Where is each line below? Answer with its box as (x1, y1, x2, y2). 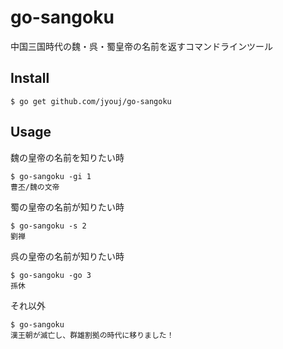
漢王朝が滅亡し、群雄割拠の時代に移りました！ (10, 330, 175, 340)
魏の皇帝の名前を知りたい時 (10, 151, 125, 163)
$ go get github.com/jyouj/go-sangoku (10, 96, 172, 106)
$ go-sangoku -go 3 (10, 270, 92, 280)
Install (10, 70, 50, 87)
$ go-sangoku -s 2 (10, 221, 87, 231)
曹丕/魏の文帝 (10, 182, 60, 192)
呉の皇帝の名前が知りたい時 (10, 250, 125, 262)
